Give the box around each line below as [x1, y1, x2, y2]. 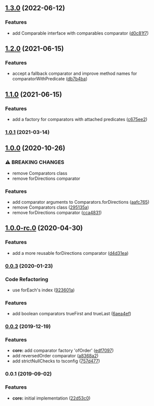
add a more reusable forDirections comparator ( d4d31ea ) [12, 250, 129, 256]
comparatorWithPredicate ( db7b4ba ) [12, 76, 88, 82]
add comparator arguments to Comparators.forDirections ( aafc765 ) [12, 199, 150, 205]
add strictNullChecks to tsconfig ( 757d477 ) [12, 358, 100, 364]
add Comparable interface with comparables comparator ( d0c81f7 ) [12, 30, 149, 36]
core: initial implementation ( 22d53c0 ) [12, 395, 91, 401]
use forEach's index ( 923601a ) [12, 287, 75, 293]
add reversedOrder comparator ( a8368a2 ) [12, 353, 99, 359]
